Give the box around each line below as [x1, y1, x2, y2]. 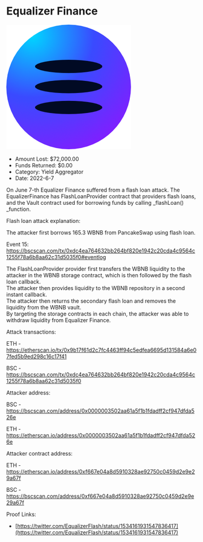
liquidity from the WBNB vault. [6, 303, 82, 311]
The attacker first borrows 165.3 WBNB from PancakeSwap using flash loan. [6, 228, 196, 236]
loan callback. [6, 278, 41, 285]
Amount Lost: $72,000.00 [14, 155, 80, 163]
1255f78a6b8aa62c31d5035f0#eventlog [6, 253, 106, 260]
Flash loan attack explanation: [6, 217, 80, 224]
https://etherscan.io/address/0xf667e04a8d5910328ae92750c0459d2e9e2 [6, 468, 195, 475]
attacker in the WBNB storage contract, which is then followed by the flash [6, 271, 192, 279]
